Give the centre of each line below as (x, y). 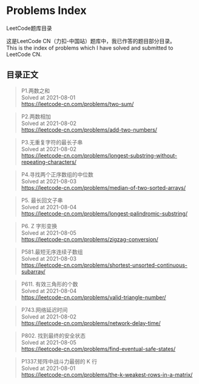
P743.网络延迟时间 (44, 309)
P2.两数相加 (36, 116)
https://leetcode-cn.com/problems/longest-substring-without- (99, 155)
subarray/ (33, 271)
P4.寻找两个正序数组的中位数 (57, 174)
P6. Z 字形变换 (39, 226)
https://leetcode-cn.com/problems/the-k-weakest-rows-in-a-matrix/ (107, 374)
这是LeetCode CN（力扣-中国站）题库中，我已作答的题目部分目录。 (91, 41)
